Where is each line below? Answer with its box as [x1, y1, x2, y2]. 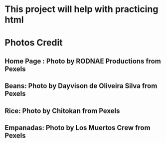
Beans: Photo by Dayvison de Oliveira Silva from [4, 81, 158, 90]
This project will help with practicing [4, 3, 159, 15]
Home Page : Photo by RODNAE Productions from [4, 56, 162, 65]
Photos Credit [4, 37, 63, 48]
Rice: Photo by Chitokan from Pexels [4, 106, 120, 115]
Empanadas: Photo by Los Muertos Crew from [4, 123, 151, 132]
